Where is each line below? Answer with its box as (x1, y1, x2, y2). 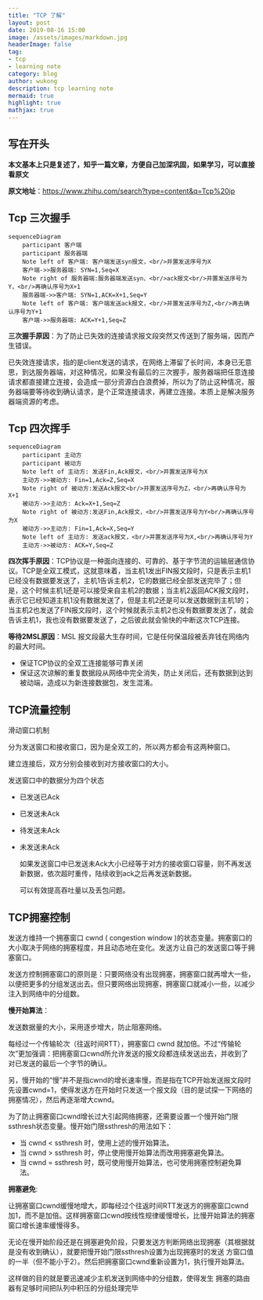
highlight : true (8, 99, 61, 107)
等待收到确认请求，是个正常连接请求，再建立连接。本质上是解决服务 (34, 386, 255, 396)
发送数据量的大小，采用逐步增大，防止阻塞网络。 (8, 1022, 166, 1032)
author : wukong (8, 77, 58, 85)
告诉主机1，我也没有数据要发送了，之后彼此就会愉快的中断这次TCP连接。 (8, 615, 244, 625)
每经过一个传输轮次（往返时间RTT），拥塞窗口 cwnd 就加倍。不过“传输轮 (8, 1039, 242, 1049)
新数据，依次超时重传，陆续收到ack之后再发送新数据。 (19, 869, 196, 878)
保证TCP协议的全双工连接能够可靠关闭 (19, 659, 143, 668)
